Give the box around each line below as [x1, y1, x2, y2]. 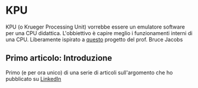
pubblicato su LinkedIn [5, 75, 61, 82]
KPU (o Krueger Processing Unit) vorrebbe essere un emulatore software [5, 23, 185, 30]
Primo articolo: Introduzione [5, 53, 113, 63]
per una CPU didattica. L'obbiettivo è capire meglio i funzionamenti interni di [5, 29, 193, 36]
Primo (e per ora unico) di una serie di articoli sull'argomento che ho [5, 69, 174, 76]
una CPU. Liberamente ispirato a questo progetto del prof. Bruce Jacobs [5, 36, 183, 43]
